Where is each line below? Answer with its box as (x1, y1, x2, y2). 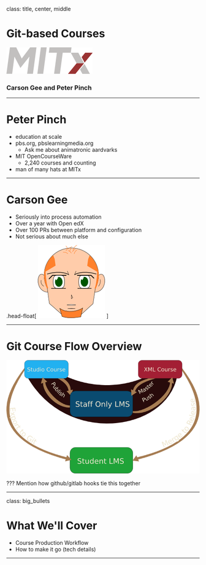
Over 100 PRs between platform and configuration (15, 227, 142, 234)
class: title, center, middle (6, 6, 71, 12)
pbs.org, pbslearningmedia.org (15, 139, 94, 147)
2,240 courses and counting (24, 159, 96, 166)
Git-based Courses (6, 27, 105, 41)
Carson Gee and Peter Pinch (6, 83, 92, 92)
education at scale (15, 133, 63, 141)
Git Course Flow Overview (6, 340, 142, 354)
